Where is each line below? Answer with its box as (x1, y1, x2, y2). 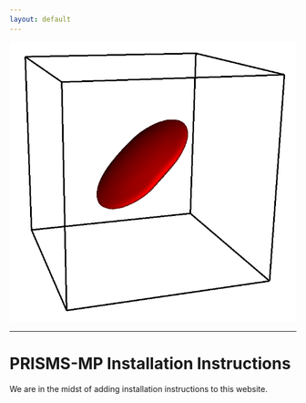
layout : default (9, 15, 71, 24)
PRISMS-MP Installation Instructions (9, 354, 291, 374)
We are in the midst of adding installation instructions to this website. (9, 383, 269, 394)
